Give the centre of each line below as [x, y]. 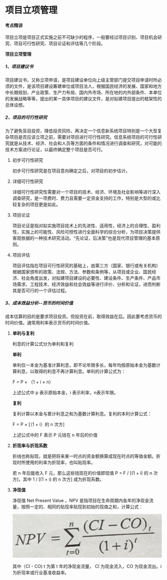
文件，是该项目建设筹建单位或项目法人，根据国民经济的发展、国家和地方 [88, 86]
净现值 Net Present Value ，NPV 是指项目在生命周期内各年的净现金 [81, 501]
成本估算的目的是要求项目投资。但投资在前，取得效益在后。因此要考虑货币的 [83, 316]
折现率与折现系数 [30, 446]
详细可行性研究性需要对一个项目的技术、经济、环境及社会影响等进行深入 [86, 192]
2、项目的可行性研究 [26, 117]
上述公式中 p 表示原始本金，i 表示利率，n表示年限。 [65, 393]
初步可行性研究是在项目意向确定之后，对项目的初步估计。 [71, 171]
